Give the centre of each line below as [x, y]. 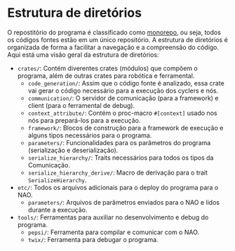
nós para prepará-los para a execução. [84, 120]
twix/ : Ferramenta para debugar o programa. [93, 239]
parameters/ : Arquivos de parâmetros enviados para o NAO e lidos [123, 202]
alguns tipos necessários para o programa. [90, 135]
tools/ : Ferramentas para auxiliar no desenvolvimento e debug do [113, 217]
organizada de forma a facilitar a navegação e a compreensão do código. [113, 47]
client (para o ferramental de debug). [81, 105]
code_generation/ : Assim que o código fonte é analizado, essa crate [126, 83]
